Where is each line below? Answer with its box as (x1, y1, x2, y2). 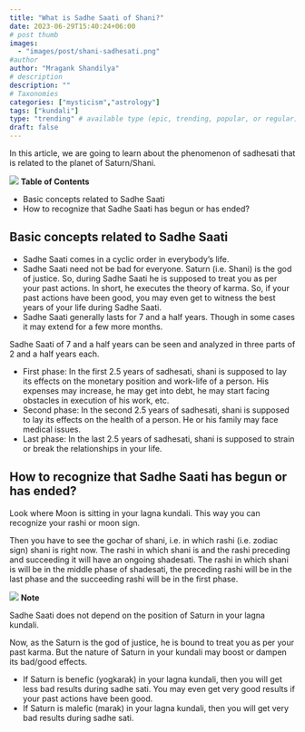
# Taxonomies (9, 89, 59, 98)
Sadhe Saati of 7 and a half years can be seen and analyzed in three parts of (9, 338, 296, 349)
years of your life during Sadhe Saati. (22, 301, 162, 313)
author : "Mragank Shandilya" (9, 64, 120, 73)
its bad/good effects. (9, 656, 88, 667)
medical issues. (22, 424, 82, 434)
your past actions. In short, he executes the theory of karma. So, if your (22, 282, 290, 293)
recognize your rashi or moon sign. (9, 517, 141, 528)
